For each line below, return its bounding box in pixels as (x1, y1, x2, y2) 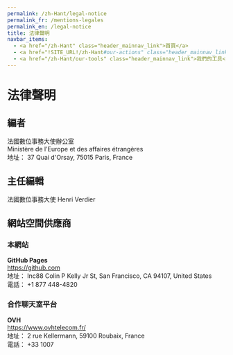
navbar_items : (7, 36, 49, 43)
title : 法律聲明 (7, 29, 50, 37)
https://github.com (7, 263, 60, 272)
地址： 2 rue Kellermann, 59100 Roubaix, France (7, 331, 145, 340)
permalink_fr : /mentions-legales (7, 17, 104, 24)
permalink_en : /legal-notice (7, 23, 92, 30)
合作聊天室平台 (7, 299, 58, 309)
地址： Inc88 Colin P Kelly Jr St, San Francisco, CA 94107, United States (7, 272, 212, 280)
